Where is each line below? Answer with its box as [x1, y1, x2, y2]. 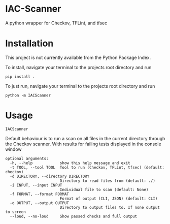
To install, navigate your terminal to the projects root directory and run [5, 64, 152, 70]
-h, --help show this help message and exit [10, 161, 130, 166]
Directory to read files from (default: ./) [59, 178, 156, 183]
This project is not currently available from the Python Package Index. [5, 54, 151, 60]
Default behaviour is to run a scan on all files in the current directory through [5, 135, 165, 141]
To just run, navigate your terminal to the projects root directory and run [5, 83, 155, 89]
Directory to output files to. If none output [59, 205, 160, 210]
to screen [5, 209, 26, 214]
